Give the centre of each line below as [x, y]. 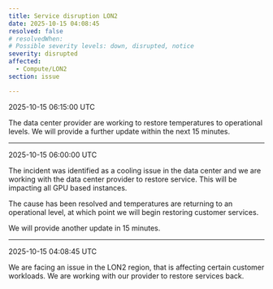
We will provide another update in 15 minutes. [84, 228]
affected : [25, 62]
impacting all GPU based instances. [68, 187]
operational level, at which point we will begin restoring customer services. [134, 212]
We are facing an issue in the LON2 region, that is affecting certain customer [136, 267]
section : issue [34, 77]
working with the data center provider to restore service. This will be [123, 179]
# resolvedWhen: [36, 39]
